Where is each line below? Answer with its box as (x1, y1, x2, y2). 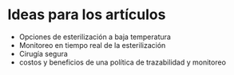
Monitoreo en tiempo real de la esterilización (18, 40, 166, 49)
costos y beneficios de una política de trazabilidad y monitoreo (18, 57, 227, 67)
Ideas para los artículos (7, 6, 166, 24)
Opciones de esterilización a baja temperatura (18, 32, 171, 41)
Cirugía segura (18, 49, 69, 58)
